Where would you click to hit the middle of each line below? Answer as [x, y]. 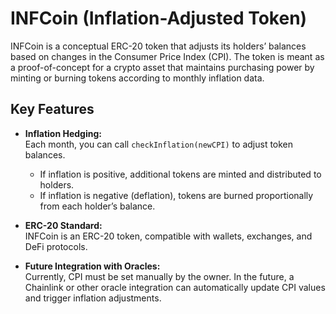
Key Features [52, 109]
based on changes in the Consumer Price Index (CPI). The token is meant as [167, 56]
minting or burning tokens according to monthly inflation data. [137, 78]
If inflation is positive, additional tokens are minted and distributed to [180, 174]
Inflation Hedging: [63, 133]
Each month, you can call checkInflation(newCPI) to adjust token [159, 144]
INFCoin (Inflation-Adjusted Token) [159, 18]
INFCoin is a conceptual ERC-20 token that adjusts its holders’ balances [158, 46]
